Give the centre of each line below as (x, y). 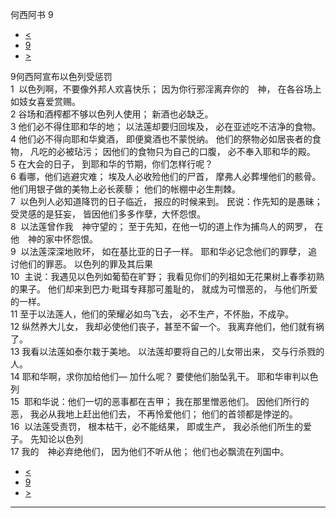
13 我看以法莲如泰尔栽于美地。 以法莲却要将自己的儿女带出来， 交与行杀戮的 (167, 351)
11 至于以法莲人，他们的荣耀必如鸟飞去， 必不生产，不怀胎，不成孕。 (152, 314)
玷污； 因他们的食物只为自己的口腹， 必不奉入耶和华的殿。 (194, 151)
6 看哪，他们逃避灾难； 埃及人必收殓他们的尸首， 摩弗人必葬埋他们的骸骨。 (166, 176)
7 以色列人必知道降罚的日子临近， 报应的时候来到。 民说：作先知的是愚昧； (166, 201)
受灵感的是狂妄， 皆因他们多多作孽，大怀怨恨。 (108, 214)
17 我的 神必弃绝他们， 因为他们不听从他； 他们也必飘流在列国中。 (150, 451)
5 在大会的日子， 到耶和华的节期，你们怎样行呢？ (112, 164)
